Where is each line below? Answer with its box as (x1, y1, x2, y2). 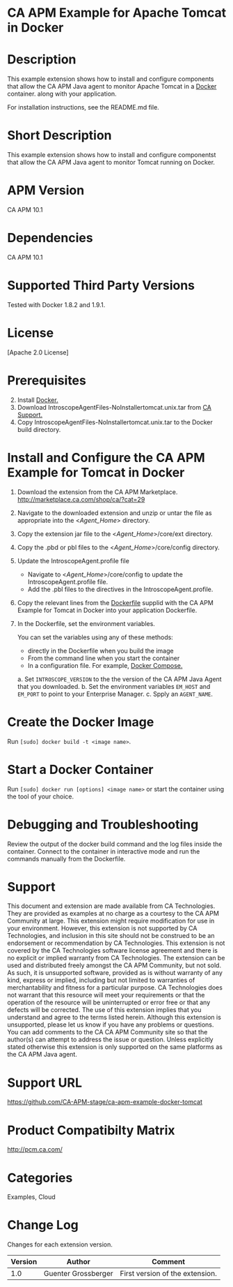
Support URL (7, 1075, 82, 1090)
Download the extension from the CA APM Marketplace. (17, 487, 178, 496)
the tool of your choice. (7, 792, 74, 801)
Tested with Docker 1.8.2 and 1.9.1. (7, 300, 106, 308)
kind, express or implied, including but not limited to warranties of (7, 976, 195, 985)
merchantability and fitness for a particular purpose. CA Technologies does (7, 983, 223, 992)
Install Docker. (17, 396, 58, 404)
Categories (7, 1170, 73, 1186)
